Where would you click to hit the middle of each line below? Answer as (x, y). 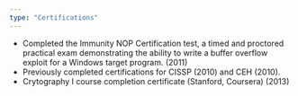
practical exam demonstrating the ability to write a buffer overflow (145, 52)
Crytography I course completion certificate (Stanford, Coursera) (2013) (156, 81)
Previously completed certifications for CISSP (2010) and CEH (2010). (151, 72)
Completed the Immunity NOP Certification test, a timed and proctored (153, 43)
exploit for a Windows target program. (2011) (105, 62)
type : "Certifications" (54, 17)
